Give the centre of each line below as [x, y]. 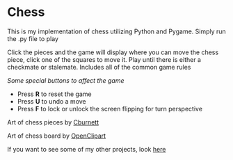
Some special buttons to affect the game [66, 80]
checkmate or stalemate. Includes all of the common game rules [99, 67]
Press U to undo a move [52, 101]
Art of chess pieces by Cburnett [53, 122]
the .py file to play [33, 38]
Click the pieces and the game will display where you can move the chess [113, 52]
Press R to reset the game [54, 94]
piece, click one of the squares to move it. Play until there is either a [104, 59]
